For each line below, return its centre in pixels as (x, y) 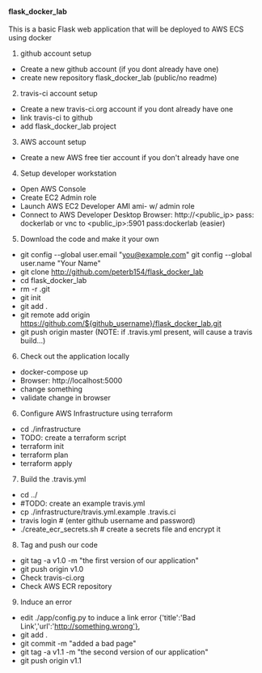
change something (51, 389)
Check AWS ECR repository (66, 586)
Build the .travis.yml (53, 479)
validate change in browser (65, 398)
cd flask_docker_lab (53, 281)
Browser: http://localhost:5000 (71, 381)
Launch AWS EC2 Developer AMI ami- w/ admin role (108, 206)
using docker (30, 38)
